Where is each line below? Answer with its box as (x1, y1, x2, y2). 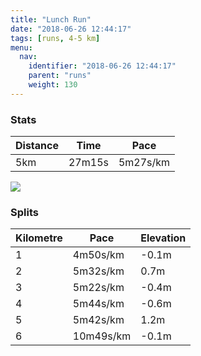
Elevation (140, 231, 187, 245)
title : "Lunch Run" (10, 14, 92, 25)
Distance (15, 139, 59, 153)
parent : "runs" (28, 71, 92, 81)
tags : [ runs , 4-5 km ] (10, 33, 101, 43)
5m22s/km (72, 281, 125, 295)
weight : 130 (28, 80, 78, 90)
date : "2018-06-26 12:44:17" (10, 24, 132, 34)
